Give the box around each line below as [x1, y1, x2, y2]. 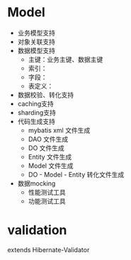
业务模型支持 [17, 28, 55, 37]
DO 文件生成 [28, 143, 65, 152]
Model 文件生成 [28, 161, 74, 170]
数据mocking [17, 179, 56, 188]
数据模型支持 [17, 46, 55, 55]
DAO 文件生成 [28, 135, 69, 143]
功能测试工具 [28, 196, 66, 205]
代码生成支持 [17, 117, 55, 125]
